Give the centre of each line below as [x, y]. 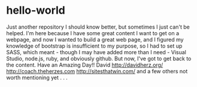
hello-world [36, 10]
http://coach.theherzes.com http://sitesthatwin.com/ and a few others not [97, 71]
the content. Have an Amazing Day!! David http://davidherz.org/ [85, 65]
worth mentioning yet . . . [37, 77]
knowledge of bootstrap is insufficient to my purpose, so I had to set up [94, 46]
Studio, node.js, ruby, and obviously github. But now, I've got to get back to [99, 58]
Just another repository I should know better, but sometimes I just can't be [98, 27]
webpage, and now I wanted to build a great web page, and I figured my [95, 39]
